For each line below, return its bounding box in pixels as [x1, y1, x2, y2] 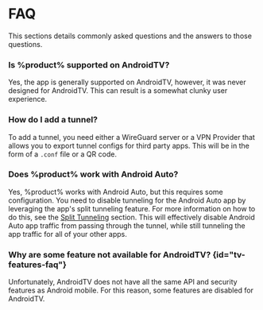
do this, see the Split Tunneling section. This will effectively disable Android [8, 212, 256, 222]
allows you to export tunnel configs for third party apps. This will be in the [8, 141, 250, 150]
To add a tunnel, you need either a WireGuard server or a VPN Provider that [8, 132, 256, 141]
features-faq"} [8, 259, 68, 270]
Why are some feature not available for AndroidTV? [8, 249, 211, 260]
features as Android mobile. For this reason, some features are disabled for [8, 285, 254, 295]
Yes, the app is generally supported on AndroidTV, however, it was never [8, 77, 246, 87]
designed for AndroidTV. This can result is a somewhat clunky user [8, 86, 228, 95]
